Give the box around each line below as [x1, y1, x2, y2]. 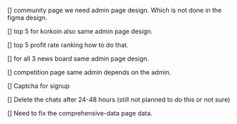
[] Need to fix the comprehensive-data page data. [7, 109, 153, 117]
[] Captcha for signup [7, 82, 70, 90]
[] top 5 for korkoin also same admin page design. [7, 27, 153, 35]
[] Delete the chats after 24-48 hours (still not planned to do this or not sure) [7, 95, 231, 104]
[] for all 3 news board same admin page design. [7, 54, 149, 63]
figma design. [7, 13, 48, 22]
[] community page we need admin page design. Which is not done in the [7, 6, 222, 14]
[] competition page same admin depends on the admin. [7, 68, 172, 76]
